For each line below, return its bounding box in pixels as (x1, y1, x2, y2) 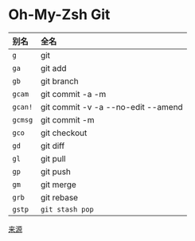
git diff (40, 140, 65, 151)
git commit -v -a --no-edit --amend (40, 101, 183, 112)
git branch (40, 76, 79, 87)
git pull (40, 153, 66, 164)
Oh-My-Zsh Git (8, 6, 111, 24)
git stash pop (40, 204, 94, 214)
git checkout (40, 127, 88, 138)
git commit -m (40, 114, 95, 125)
